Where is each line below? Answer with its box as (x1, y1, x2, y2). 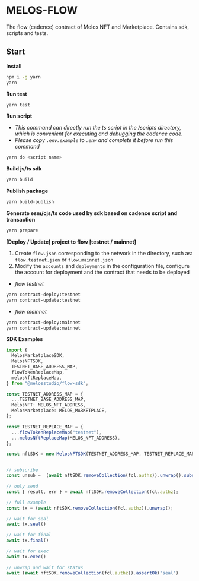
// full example (6, 500, 46, 506)
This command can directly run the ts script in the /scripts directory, (14, 124, 182, 131)
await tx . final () (6, 538, 49, 544)
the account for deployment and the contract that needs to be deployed (14, 269, 190, 276)
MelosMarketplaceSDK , (11, 353, 65, 359)
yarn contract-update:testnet (6, 297, 81, 303)
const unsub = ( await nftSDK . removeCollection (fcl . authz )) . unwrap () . (6, 473, 184, 479)
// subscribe (6, 467, 38, 473)
